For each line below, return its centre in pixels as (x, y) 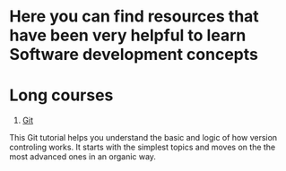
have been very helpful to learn (128, 35)
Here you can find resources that (134, 17)
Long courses (61, 95)
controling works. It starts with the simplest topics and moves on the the (143, 147)
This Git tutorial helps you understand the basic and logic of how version (143, 138)
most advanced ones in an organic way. (83, 157)
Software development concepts (134, 55)
